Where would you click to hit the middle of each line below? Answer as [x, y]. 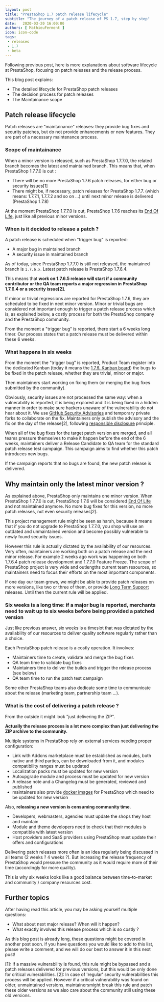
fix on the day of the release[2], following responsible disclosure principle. [80, 423]
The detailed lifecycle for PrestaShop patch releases [65, 89]
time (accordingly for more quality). [41, 867]
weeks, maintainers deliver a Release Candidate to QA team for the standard [82, 444]
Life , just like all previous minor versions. [46, 216]
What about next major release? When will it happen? [66, 924]
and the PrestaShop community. [37, 319]
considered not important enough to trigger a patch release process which [80, 309]
